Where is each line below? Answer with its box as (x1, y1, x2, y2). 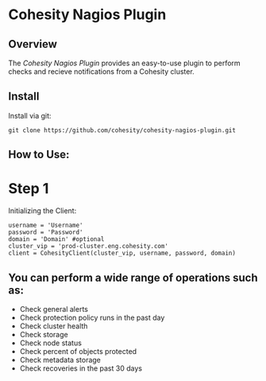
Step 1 (8, 180, 49, 198)
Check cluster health (19, 321, 88, 331)
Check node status (19, 338, 82, 348)
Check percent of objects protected (19, 346, 137, 356)
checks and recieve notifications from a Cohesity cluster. (8, 67, 195, 76)
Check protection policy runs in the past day (19, 313, 165, 322)
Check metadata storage (19, 355, 102, 364)
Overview (8, 37, 58, 51)
